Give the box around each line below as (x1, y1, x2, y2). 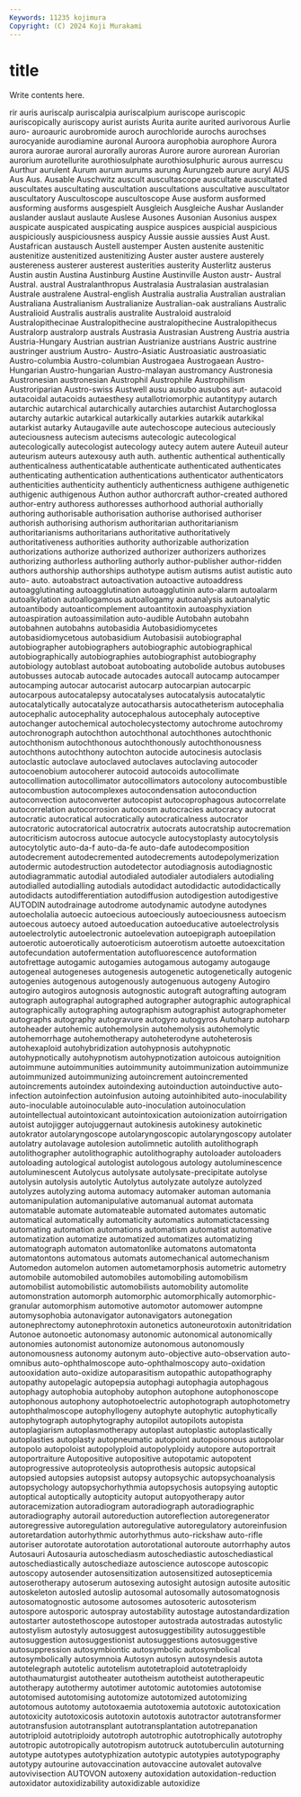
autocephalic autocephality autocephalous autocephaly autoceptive (9, 709, 261, 720)
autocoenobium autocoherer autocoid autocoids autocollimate (9, 766, 240, 777)
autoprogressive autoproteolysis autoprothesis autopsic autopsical (9, 1463, 256, 1474)
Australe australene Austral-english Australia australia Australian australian (9, 288, 286, 299)
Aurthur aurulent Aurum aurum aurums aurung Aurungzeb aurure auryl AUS (9, 164, 290, 175)
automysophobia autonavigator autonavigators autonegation (9, 1310, 233, 1321)
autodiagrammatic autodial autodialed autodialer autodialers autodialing (9, 871, 274, 881)
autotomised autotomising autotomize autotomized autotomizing (9, 1692, 247, 1703)
